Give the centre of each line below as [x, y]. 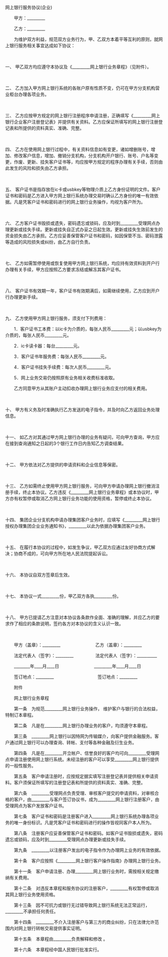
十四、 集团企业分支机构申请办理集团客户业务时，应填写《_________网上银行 [83, 520]
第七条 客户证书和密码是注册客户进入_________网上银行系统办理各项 [84, 816]
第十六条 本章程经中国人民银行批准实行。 [57, 949]
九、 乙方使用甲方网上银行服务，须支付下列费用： [56, 318]
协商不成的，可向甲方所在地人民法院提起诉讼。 [62, 554]
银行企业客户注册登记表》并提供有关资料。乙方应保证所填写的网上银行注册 [82, 122]
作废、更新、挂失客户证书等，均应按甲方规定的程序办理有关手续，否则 [86, 162]
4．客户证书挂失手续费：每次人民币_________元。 [64, 367]
